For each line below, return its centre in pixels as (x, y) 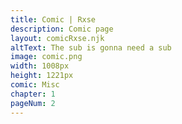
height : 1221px (42, 76)
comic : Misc (35, 85)
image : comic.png (46, 57)
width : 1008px (40, 66)
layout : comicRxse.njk (57, 38)
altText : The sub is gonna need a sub (91, 47)
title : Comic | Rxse (53, 19)
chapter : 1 (33, 94)
